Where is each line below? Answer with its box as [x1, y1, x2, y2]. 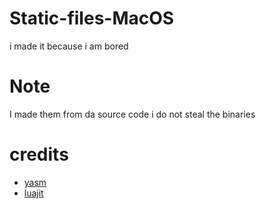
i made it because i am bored [9, 40, 129, 52]
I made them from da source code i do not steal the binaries [9, 108, 256, 120]
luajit [23, 187, 44, 199]
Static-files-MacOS [9, 7, 175, 30]
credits [9, 143, 69, 166]
